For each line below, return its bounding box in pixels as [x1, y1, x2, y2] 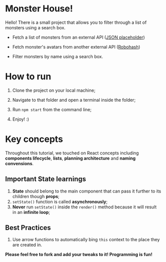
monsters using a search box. [5, 24, 66, 30]
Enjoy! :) [12, 116, 29, 122]
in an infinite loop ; [12, 209, 51, 215]
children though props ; [12, 193, 59, 199]
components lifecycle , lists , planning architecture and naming [5, 155, 136, 161]
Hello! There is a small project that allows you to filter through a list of [5, 19, 147, 25]
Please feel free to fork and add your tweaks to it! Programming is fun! [5, 252, 153, 258]
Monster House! [5, 3, 73, 14]
